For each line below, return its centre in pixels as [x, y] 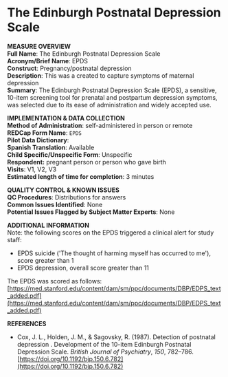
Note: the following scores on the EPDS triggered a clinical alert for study [111, 233]
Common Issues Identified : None [55, 204]
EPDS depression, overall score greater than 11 [83, 268]
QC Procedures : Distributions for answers [67, 197]
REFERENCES [27, 323]
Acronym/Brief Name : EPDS [47, 61]
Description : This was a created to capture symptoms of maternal [101, 75]
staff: [14, 239]
